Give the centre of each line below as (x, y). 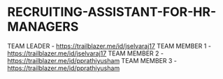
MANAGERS (43, 27)
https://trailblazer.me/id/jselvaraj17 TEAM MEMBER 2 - (86, 53)
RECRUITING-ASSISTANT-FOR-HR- (112, 12)
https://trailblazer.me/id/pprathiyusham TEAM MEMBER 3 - (92, 60)
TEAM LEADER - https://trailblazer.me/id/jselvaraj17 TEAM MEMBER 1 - (109, 46)
